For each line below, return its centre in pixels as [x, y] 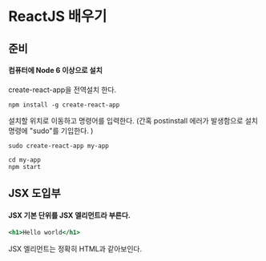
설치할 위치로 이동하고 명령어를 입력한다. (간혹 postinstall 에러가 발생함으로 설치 [133, 120]
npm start [25, 167]
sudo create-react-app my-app [59, 146]
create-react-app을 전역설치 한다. [62, 90]
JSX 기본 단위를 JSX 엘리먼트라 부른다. [69, 215]
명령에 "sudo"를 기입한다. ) [51, 130]
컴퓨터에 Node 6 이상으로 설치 [55, 70]
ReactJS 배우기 [58, 16]
